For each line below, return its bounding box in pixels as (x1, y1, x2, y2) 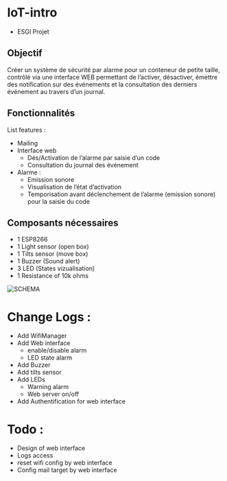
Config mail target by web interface (16, 466, 118, 474)
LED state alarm (27, 353, 73, 362)
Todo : (7, 421, 44, 437)
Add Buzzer (16, 361, 51, 369)
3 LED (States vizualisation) (16, 264, 95, 272)
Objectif (7, 47, 43, 59)
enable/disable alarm (27, 347, 87, 355)
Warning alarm (27, 383, 69, 391)
